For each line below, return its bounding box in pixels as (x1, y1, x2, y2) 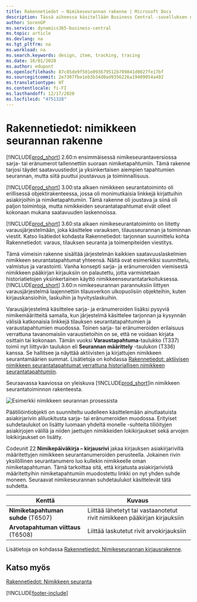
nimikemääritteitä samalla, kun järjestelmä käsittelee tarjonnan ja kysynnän (6, 311, 186, 318)
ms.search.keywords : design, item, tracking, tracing (6, 52, 141, 58)
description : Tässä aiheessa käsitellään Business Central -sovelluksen (6, 14, 188, 20)
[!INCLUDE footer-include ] (6, 590, 69, 597)
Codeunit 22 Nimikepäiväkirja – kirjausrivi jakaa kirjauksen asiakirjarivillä (6, 445, 184, 452)
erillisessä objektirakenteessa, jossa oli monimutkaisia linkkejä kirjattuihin (6, 189, 183, 197)
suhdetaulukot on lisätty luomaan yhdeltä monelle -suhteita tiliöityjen (6, 421, 172, 428)
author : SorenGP (6, 19, 46, 25)
